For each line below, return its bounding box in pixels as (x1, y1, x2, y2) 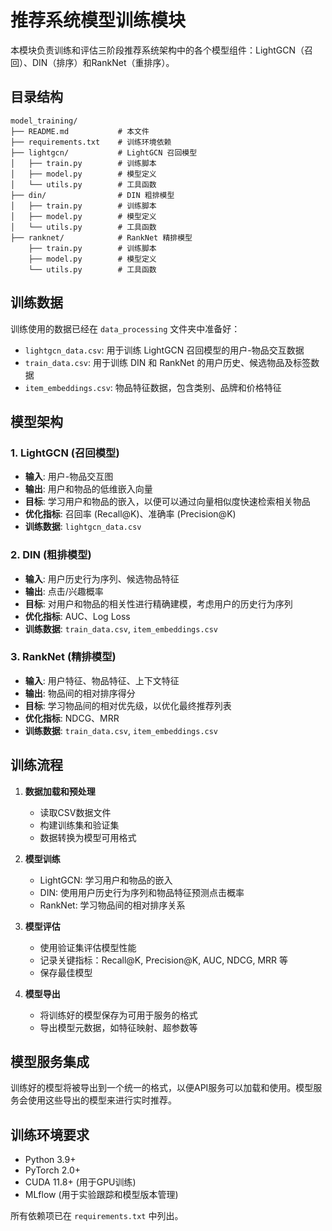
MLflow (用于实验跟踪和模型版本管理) (24, 1189, 179, 1201)
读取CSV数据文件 (39, 806, 112, 818)
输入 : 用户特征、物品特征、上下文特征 (24, 674, 180, 686)
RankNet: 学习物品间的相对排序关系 (39, 899, 186, 911)
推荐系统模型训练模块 (10, 9, 187, 32)
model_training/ (10, 116, 78, 126)
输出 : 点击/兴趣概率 (24, 585, 104, 597)
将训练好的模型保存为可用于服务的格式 (39, 1009, 198, 1021)
